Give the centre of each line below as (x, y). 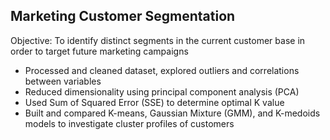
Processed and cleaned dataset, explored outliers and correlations (162, 70)
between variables (63, 81)
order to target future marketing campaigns (99, 51)
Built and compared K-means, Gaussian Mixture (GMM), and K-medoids (172, 113)
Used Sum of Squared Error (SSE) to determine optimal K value (154, 102)
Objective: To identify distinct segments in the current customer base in (158, 40)
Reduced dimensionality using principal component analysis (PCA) (162, 91)
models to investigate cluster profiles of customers (129, 123)
